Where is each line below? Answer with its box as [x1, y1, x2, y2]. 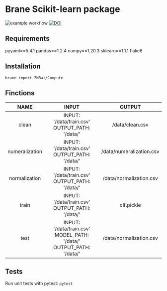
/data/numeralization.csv [101, 148, 160, 155]
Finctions [5, 89, 35, 97]
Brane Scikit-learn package [5, 3, 120, 15]
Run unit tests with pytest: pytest [5, 281, 73, 287]
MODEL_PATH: [54, 232, 89, 239]
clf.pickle [119, 202, 141, 209]
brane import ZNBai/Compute [5, 75, 64, 80]
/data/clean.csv [112, 121, 149, 128]
